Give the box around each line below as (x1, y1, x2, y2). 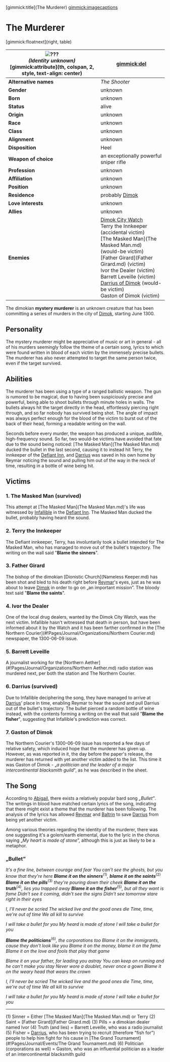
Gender (8, 86, 27, 93)
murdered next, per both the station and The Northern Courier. (6, 670, 136, 676)
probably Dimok (100, 191, 138, 198)
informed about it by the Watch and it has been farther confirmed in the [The (6, 625, 165, 631)
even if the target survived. (6, 360, 62, 366)
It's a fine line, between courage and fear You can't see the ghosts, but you (6, 867, 163, 873)
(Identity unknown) (28, 57, 76, 64)
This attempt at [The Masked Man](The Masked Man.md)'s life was (6, 504, 146, 510)
